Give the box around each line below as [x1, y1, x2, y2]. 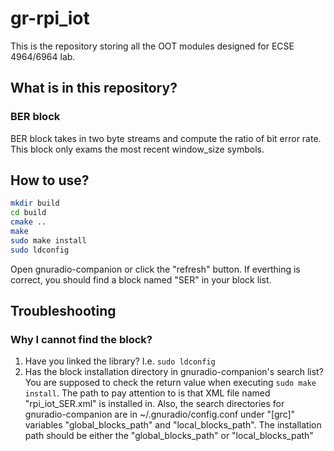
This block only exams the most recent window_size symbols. [10, 143, 265, 155]
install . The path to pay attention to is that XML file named [24, 387, 271, 399]
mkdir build [10, 198, 60, 209]
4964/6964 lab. [10, 50, 76, 62]
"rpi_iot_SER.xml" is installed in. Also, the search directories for [24, 398, 285, 410]
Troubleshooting [10, 303, 117, 320]
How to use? [10, 172, 90, 189]
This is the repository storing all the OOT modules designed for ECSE [10, 40, 295, 52]
